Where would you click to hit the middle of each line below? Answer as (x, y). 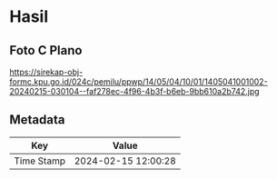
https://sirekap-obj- (46, 72)
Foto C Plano (46, 50)
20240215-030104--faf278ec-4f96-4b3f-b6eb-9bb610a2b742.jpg (135, 91)
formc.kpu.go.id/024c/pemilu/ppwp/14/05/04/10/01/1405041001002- (138, 82)
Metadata (37, 120)
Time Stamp (40, 161)
